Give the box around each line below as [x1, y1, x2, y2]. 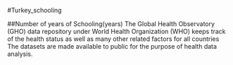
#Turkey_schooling [7, 6, 62, 14]
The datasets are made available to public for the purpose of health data [7, 42, 217, 50]
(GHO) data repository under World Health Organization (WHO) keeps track [7, 28, 227, 35]
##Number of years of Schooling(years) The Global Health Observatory [7, 20, 215, 28]
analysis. [7, 49, 33, 58]
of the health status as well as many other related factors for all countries [7, 35, 220, 43]
